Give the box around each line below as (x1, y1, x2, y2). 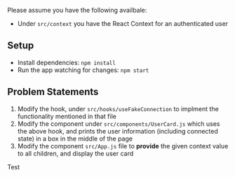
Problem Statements (7, 86, 99, 98)
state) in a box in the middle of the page (17, 134, 133, 143)
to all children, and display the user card (17, 149, 134, 157)
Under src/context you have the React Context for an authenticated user (17, 20, 229, 27)
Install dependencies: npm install (17, 58, 116, 66)
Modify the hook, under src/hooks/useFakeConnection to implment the (17, 104, 219, 113)
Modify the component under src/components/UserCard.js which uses (17, 119, 220, 128)
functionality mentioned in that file (17, 112, 117, 120)
